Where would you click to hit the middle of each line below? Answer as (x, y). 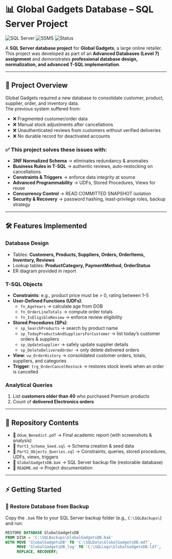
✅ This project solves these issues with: (56, 150)
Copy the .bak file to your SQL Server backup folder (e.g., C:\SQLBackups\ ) (84, 518)
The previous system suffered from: (43, 108)
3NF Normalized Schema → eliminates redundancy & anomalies (80, 161)
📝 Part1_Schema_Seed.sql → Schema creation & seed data (73, 446)
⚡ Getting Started (33, 489)
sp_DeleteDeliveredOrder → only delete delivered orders (80, 350)
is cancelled (25, 372)
